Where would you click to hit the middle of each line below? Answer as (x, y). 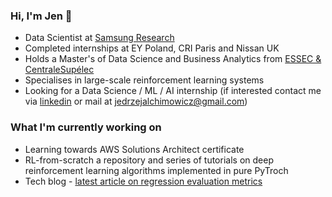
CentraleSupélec (59, 70)
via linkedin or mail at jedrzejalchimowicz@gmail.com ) (136, 101)
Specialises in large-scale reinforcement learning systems (144, 80)
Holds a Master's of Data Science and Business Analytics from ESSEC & (173, 59)
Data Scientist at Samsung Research (99, 38)
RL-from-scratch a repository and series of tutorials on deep (149, 160)
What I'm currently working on (86, 127)
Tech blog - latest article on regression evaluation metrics (143, 181)
